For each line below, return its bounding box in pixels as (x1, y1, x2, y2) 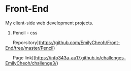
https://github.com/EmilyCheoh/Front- (40, 39, 120, 46)
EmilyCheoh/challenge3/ (5, 60, 57, 66)
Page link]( (12, 54, 36, 61)
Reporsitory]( (12, 39, 41, 46)
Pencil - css (12, 29, 38, 35)
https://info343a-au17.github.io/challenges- (35, 54, 126, 61)
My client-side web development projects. (5, 20, 94, 26)
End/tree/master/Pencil (5, 45, 54, 51)
